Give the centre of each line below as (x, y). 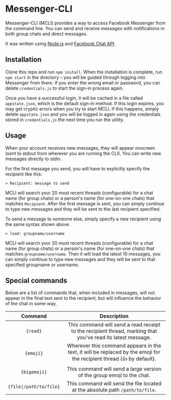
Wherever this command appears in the (114, 346)
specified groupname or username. (42, 265)
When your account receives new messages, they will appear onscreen (80, 148)
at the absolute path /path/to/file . (114, 390)
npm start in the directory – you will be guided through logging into (76, 77)
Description (114, 316)
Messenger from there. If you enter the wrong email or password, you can (83, 82)
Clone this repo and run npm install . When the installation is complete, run (84, 72)
